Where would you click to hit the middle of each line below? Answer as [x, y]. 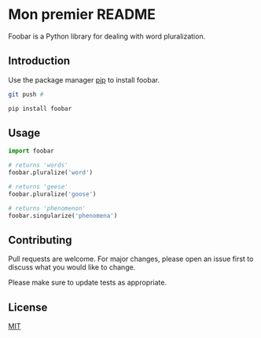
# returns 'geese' [38, 186]
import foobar [31, 151]
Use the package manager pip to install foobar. [84, 79]
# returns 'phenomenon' [47, 208]
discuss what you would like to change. [72, 267]
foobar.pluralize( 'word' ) [50, 173]
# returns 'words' [38, 165]
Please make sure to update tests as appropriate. [88, 283]
